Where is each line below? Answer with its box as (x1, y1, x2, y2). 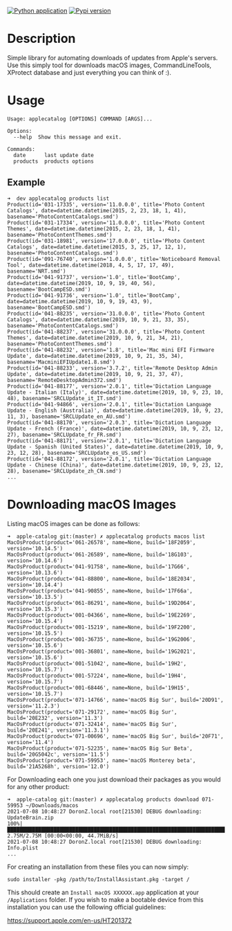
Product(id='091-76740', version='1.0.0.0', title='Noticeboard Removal (7, 255, 221, 262)
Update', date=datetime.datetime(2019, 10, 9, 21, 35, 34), (7, 352, 184, 359)
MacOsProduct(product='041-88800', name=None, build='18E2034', (7, 575, 196, 582)
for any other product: (7, 782, 70, 790)
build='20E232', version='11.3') (7, 714, 104, 721)
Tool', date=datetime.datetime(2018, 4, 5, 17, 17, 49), (7, 262, 175, 269)
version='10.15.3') (7, 606, 64, 613)
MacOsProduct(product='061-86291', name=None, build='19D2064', (7, 599, 196, 606)
